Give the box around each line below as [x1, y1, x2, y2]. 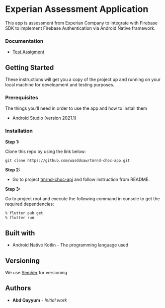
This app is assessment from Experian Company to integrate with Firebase [5, 20, 158, 26]
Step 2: [5, 166, 21, 172]
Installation [5, 128, 33, 135]
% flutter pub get [5, 210, 43, 216]
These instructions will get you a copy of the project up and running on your [5, 77, 161, 82]
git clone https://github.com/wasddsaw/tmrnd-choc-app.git [5, 158, 130, 163]
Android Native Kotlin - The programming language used [12, 242, 129, 248]
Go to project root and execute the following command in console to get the [5, 195, 160, 202]
